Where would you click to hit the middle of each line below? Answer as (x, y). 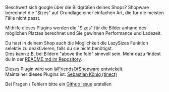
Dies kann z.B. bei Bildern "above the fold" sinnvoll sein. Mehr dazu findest (83, 54)
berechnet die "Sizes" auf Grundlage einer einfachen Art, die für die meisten (84, 13)
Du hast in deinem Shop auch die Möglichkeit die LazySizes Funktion (77, 43)
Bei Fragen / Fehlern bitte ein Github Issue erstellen (59, 84)
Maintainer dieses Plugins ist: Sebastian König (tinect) (61, 74)
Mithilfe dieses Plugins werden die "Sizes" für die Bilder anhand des (76, 28)
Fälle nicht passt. (23, 18)
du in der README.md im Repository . (44, 59)
